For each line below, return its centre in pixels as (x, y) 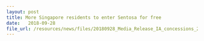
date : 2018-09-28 (31, 23)
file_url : (19, 29)
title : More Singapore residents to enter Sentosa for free (84, 17)
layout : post (23, 12)
